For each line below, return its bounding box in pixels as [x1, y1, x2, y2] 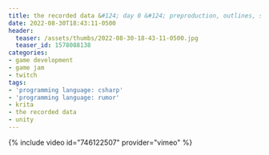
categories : [8, 49, 48, 57]
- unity [8, 116, 34, 124]
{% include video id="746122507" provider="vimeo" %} [8, 137, 193, 147]
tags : [8, 78, 26, 86]
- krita [8, 101, 34, 109]
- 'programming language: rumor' [8, 93, 120, 101]
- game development [8, 57, 74, 65]
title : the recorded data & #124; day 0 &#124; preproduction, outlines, [8, 11, 256, 20]
